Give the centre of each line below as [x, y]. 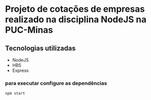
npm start [15, 94]
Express [20, 70]
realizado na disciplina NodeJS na [76, 19]
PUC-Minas [29, 30]
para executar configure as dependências [56, 83]
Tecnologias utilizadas [40, 48]
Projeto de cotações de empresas [75, 9]
